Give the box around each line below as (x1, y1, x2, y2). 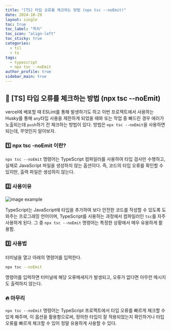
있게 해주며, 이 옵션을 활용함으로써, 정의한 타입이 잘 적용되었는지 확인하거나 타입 (5, 314, 165, 320)
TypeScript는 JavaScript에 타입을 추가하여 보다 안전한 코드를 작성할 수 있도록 (5, 207, 161, 213)
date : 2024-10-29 (5, 12, 42, 17)
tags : (5, 55, 17, 60)
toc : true (5, 21, 27, 27)
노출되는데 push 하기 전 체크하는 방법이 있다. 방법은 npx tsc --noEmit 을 (5, 121, 148, 128)
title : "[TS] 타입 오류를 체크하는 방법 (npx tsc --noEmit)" (5, 7, 127, 13)
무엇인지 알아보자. (20, 128, 56, 134)
